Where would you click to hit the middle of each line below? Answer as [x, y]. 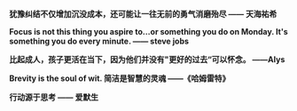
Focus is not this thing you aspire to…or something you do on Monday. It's [148, 32]
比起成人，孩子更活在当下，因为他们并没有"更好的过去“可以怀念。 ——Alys [147, 59]
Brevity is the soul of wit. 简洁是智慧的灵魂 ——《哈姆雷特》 [120, 78]
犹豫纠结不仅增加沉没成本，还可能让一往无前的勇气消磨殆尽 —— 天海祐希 [143, 14]
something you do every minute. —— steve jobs [99, 41]
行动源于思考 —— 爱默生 [54, 97]
